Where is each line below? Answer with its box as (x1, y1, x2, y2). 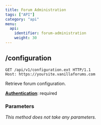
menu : (5, 21, 17, 27)
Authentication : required (5, 90, 57, 96)
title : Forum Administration (5, 7, 66, 13)
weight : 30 (14, 36, 37, 41)
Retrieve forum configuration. (5, 80, 66, 86)
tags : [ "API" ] (5, 12, 35, 17)
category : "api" (5, 17, 39, 22)
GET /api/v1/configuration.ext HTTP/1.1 (5, 67, 91, 72)
